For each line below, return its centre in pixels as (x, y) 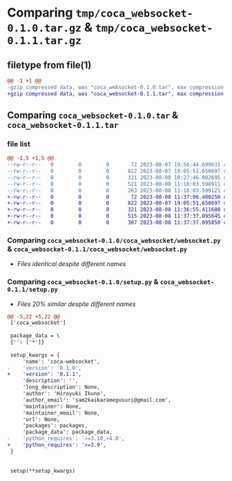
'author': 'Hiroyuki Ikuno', (65, 394)
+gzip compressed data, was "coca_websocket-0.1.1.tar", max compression (116, 94)
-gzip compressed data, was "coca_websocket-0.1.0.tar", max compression (116, 87)
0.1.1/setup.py (33, 290)
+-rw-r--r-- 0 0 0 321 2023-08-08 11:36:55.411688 (114, 210)
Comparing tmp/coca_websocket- (100, 13)
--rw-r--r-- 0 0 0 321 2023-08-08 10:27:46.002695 (114, 178)
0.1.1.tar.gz (44, 41)
